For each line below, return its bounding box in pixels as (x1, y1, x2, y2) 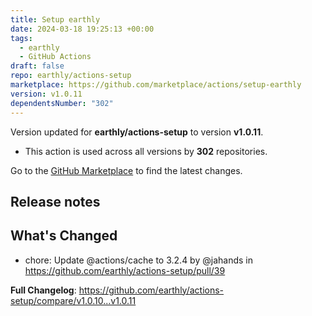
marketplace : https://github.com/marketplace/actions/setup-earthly (10, 80, 302, 90)
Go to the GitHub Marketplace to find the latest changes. (10, 164, 243, 176)
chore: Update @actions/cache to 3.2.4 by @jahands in (24, 254, 253, 266)
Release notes (10, 193, 101, 210)
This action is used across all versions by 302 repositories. (24, 145, 268, 157)
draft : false (10, 61, 65, 71)
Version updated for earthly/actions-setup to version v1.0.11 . (10, 126, 264, 138)
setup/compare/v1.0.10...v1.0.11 (10, 294, 137, 306)
